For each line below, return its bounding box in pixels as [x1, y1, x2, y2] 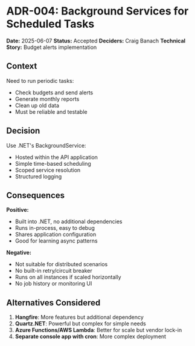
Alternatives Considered [6, 298, 101, 308]
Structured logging [14, 172, 62, 180]
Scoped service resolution [14, 166, 81, 174]
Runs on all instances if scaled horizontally [14, 273, 122, 281]
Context [6, 61, 37, 71]
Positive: [6, 206, 29, 214]
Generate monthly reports [14, 95, 80, 102]
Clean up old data [14, 102, 59, 109]
